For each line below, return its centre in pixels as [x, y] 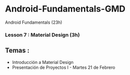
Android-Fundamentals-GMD [65, 9]
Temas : [17, 51]
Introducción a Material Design [43, 62]
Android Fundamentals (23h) [34, 22]
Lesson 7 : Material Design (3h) [42, 35]
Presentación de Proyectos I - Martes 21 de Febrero [64, 67]
